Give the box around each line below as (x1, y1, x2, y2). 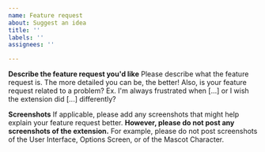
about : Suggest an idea (8, 19, 87, 27)
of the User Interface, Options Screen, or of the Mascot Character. (8, 135, 224, 144)
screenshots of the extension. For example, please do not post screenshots (8, 127, 258, 136)
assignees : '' (8, 41, 55, 49)
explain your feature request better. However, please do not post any (8, 118, 235, 128)
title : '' (8, 26, 41, 34)
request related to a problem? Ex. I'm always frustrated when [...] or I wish (8, 86, 249, 95)
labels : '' (8, 33, 44, 42)
